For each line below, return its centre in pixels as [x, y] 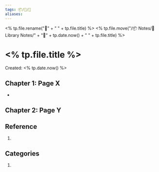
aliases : [14, 14]
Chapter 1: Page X [33, 83]
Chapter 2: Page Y [33, 110]
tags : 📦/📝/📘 [18, 9]
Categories [22, 153]
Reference [21, 127]
